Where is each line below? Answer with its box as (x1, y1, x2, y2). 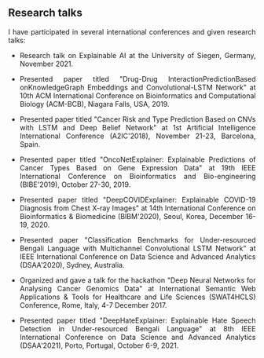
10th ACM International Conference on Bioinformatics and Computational (19, 90, 256, 100)
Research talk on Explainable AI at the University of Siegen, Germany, (19, 50, 256, 60)
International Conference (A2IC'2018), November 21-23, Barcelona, (19, 131, 256, 141)
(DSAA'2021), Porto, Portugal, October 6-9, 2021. (19, 341, 179, 350)
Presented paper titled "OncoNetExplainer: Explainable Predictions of (19, 155, 256, 164)
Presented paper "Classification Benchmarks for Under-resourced (19, 235, 256, 244)
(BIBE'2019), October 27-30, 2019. (19, 180, 131, 189)
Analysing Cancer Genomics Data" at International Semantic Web (19, 283, 256, 293)
